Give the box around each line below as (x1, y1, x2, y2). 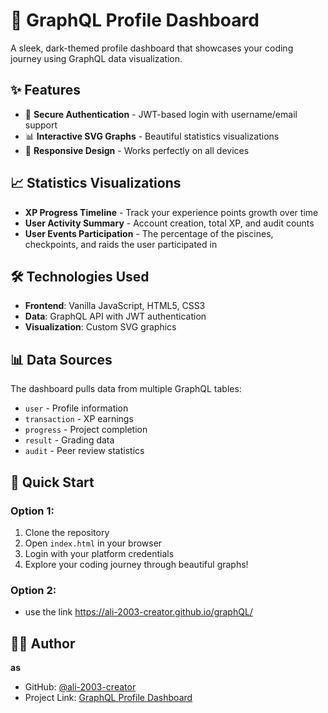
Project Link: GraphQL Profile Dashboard (24, 691, 193, 703)
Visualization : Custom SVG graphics (24, 321, 177, 333)
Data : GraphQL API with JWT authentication (24, 310, 207, 323)
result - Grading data (24, 434, 115, 446)
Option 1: (10, 504, 55, 518)
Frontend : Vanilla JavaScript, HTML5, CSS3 (24, 300, 206, 312)
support (24, 119, 58, 131)
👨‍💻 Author (10, 635, 76, 652)
